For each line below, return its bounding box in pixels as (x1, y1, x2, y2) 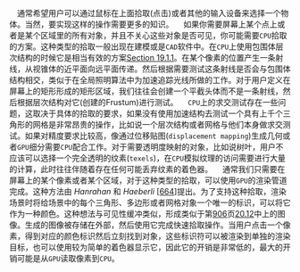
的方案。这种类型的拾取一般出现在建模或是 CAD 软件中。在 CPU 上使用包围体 (9, 41, 276, 52)
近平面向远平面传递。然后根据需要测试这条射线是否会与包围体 (63, 63, 291, 74)
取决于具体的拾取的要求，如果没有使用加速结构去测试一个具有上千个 (32, 108, 283, 119)
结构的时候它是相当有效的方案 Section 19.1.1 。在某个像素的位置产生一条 (16, 53, 276, 62)
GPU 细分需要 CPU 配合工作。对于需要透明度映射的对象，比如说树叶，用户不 (17, 142, 284, 152)
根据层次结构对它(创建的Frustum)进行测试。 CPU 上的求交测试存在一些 (16, 97, 279, 107)
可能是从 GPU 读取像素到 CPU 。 (16, 253, 120, 263)
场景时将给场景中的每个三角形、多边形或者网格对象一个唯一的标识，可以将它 (9, 197, 291, 208)
